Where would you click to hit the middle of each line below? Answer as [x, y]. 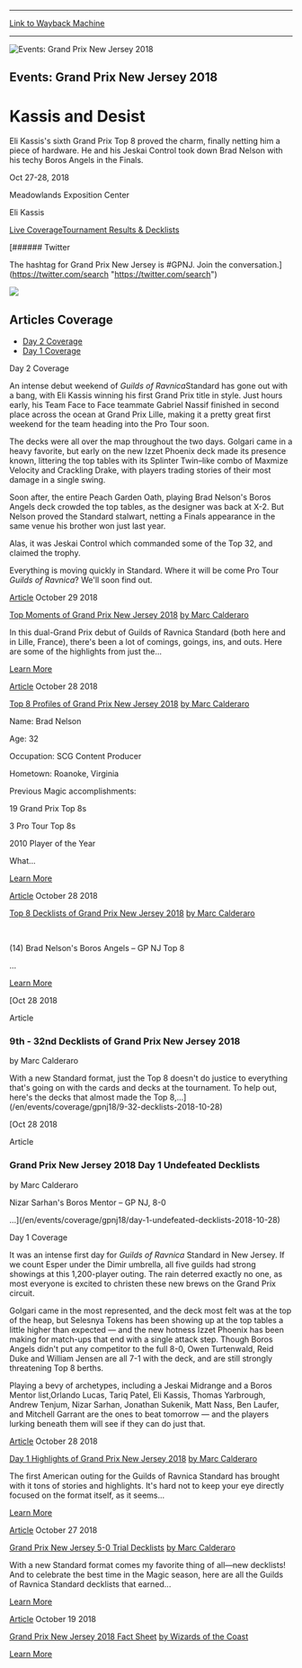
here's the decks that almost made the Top [89, 1097]
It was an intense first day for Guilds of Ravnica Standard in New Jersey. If [147, 1255]
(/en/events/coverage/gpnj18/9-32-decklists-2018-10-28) [116, 1107]
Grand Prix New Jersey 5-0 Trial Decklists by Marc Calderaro [123, 1547]
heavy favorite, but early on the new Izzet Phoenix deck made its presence [148, 451]
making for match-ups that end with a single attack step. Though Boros [141, 1339]
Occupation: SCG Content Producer [75, 757]
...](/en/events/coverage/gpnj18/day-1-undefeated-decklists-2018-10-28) [145, 1219]
